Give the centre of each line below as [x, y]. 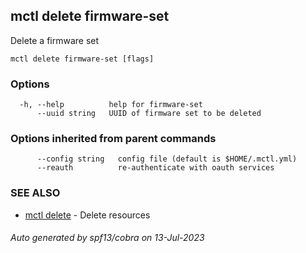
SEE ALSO [35, 193]
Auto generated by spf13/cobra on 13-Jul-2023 [107, 238]
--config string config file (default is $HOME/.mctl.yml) [167, 159]
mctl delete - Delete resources [87, 215]
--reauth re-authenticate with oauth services [155, 168]
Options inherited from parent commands [113, 139]
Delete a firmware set [55, 40]
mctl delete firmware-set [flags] [82, 59]
